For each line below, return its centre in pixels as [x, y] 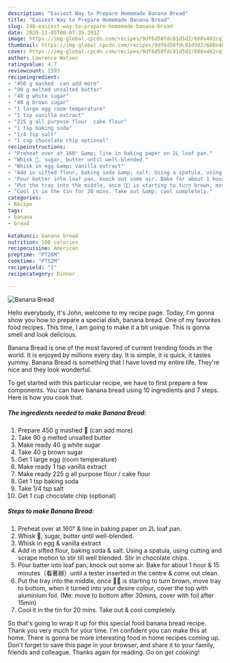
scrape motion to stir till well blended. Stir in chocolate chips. [103, 558]
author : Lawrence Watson [43, 58]
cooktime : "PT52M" [34, 261]
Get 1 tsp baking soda [48, 481]
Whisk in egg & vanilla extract [59, 543]
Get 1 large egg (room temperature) [67, 459]
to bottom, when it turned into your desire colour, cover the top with [113, 588]
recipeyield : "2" [32, 268]
